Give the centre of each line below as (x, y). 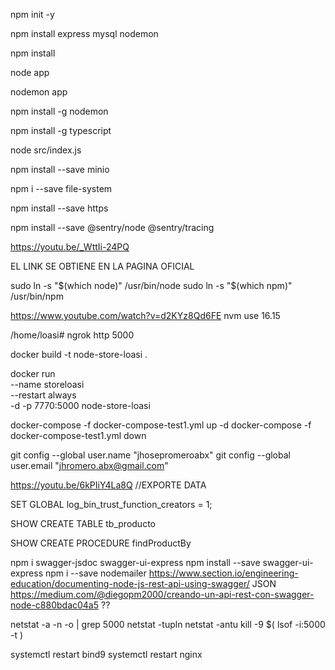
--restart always (43, 395)
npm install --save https (59, 208)
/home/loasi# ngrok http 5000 (72, 335)
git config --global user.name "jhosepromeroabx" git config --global (150, 455)
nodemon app (39, 92)
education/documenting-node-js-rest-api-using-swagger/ (130, 583)
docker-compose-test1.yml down (78, 435)
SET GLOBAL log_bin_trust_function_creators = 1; (111, 504)
